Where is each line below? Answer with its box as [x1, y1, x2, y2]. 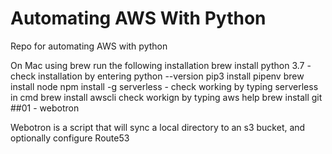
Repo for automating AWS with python [10, 40, 168, 52]
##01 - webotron [10, 102, 80, 114]
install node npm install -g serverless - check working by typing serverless [10, 80, 319, 92]
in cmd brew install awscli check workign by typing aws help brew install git [10, 91, 323, 103]
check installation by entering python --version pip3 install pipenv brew [10, 70, 305, 82]
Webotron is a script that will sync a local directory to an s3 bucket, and [10, 121, 306, 133]
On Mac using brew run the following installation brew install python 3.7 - [10, 59, 312, 71]
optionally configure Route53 [10, 132, 130, 144]
